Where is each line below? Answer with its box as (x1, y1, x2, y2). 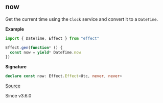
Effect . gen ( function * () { (5, 45, 63, 50)
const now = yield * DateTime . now (10, 49, 81, 55)
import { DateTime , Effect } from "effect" (5, 36, 100, 41)
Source (5, 83, 20, 89)
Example (5, 26, 25, 32)
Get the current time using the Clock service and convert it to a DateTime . (5, 16, 158, 22)
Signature (5, 64, 27, 70)
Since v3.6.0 (5, 93, 32, 99)
